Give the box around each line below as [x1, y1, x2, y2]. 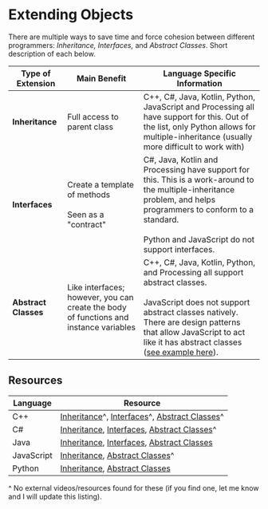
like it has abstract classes [143, 337, 242, 348]
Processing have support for [143, 164, 250, 175]
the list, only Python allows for [143, 121, 256, 132]
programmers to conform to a [143, 203, 254, 215]
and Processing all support [143, 266, 244, 278]
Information [176, 77, 223, 89]
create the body [67, 302, 127, 313]
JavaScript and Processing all [143, 101, 255, 112]
